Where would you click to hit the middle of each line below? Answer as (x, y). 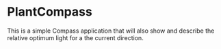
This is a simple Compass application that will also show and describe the (111, 31)
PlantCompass (50, 12)
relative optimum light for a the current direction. (75, 37)
